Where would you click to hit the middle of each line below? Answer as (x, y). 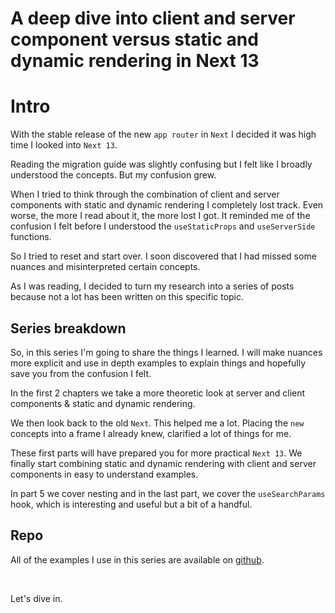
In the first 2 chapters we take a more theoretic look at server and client (158, 393)
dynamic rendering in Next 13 (135, 61)
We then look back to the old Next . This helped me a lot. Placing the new (157, 423)
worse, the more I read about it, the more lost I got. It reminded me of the (160, 216)
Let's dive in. (36, 598)
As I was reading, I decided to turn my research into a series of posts (152, 286)
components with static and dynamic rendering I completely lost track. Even (167, 205)
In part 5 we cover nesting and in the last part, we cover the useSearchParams (168, 493)
